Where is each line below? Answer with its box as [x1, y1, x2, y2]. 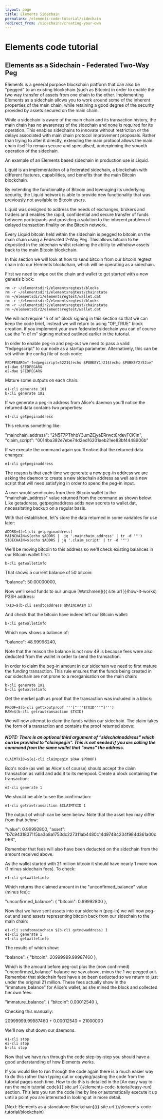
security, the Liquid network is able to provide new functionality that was [5, 192, 151, 198]
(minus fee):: [5, 889, 31, 895]
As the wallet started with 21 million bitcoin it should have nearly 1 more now [5, 861, 158, 867]
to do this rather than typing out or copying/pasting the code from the [5, 1074, 145, 1080]
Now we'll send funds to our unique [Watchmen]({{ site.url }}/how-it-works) [5, 588, 157, 595]
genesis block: [5, 276, 35, 282]
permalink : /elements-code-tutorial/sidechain [5, 16, 101, 21]
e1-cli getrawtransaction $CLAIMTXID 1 [5, 803, 86, 808]
